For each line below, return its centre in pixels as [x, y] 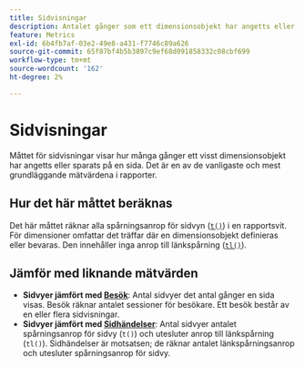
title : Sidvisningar [49, 18]
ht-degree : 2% [36, 77]
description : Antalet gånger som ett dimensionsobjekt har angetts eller [152, 26]
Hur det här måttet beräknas [91, 204]
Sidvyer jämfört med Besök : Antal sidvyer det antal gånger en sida [148, 295]
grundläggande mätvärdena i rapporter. [83, 175]
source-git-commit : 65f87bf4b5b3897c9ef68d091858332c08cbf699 [130, 52]
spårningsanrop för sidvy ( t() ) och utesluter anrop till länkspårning [148, 334]
